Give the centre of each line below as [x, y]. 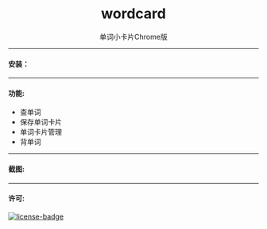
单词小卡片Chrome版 [133, 36]
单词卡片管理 [41, 132]
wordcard [133, 14]
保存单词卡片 [41, 122]
